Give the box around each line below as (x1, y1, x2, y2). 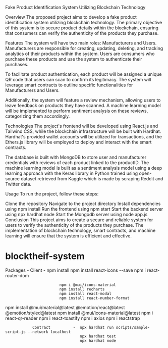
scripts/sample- (116, 325, 150, 330)
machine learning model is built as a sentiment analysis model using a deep (5, 165, 162, 171)
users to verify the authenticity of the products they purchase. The (5, 222, 144, 228)
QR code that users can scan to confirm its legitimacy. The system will (5, 77, 151, 82)
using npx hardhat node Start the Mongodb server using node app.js (5, 212, 148, 217)
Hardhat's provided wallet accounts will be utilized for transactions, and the (5, 134, 162, 139)
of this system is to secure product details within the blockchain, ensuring (5, 25, 159, 31)
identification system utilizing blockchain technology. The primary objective (5, 20, 162, 25)
